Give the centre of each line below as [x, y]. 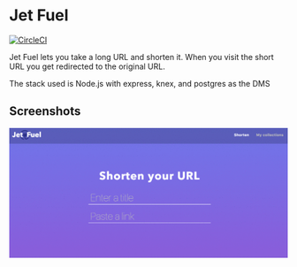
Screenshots [45, 111]
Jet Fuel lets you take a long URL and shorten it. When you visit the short [141, 57]
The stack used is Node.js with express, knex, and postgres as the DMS [140, 83]
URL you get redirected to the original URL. [87, 66]
